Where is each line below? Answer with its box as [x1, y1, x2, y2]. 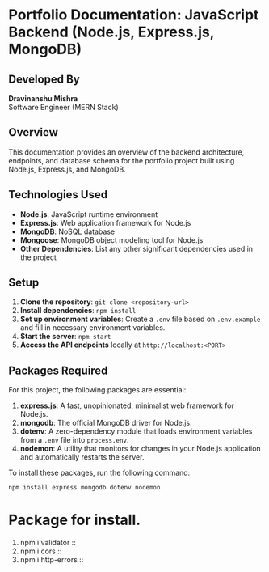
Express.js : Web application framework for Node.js [19, 218, 191, 227]
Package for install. [8, 511, 141, 529]
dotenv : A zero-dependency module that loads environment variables [19, 426, 253, 436]
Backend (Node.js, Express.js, [8, 23, 215, 41]
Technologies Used [8, 188, 107, 201]
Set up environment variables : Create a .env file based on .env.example [19, 314, 261, 324]
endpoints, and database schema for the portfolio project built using [8, 155, 235, 165]
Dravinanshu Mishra [8, 94, 78, 103]
